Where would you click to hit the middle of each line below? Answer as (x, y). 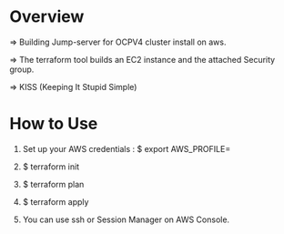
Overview (47, 17)
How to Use (54, 124)
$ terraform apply (56, 201)
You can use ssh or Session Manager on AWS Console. (126, 219)
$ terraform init (51, 167)
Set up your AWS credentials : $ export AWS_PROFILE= (127, 148)
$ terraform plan (53, 184)
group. (22, 69)
